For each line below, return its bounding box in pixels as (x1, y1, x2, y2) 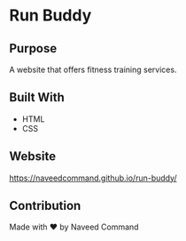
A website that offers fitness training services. (9, 64, 177, 75)
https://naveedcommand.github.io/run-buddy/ (9, 173, 177, 183)
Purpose (9, 41, 58, 56)
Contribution (9, 198, 81, 213)
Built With (9, 90, 65, 105)
